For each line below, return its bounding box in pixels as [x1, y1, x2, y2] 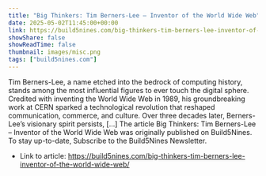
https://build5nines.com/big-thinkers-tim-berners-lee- [67, 151, 245, 160]
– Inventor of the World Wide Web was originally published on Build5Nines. [8, 127, 253, 137]
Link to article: [19, 151, 66, 160]
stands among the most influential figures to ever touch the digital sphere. [8, 85, 249, 95]
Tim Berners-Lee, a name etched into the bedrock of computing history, [8, 77, 243, 87]
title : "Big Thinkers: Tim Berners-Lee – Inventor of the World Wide [8, 11, 243, 20]
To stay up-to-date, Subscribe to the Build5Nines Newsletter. [8, 136, 207, 145]
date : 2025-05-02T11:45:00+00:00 [8, 19, 119, 27]
